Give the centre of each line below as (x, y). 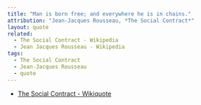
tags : (15, 54)
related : (20, 34)
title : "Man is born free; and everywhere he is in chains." (99, 14)
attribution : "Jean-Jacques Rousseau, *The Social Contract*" (101, 21)
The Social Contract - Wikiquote (64, 94)
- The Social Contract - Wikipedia (66, 40)
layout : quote (28, 27)
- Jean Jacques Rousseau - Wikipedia (69, 47)
